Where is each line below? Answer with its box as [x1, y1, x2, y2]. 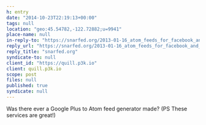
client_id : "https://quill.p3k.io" [6, 60, 97, 66]
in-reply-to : [6, 37, 40, 43]
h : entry [6, 9, 29, 15]
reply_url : [6, 43, 34, 49]
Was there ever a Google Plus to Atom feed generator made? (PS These [6, 105, 188, 112]
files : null [6, 77, 37, 83]
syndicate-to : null [6, 54, 56, 60]
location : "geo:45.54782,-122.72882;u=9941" [6, 26, 122, 32]
